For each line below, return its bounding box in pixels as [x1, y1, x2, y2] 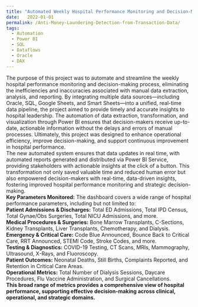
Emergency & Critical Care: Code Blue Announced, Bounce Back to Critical [6, 231, 190, 238]
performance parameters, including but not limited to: [6, 200, 136, 207]
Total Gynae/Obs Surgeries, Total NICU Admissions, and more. [6, 212, 158, 219]
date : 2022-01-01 [6, 14, 54, 20]
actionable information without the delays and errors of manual [19, 125, 173, 132]
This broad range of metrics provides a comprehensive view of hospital [6, 281, 184, 288]
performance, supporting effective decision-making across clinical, [6, 288, 176, 295]
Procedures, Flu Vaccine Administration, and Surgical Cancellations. [6, 275, 171, 282]
